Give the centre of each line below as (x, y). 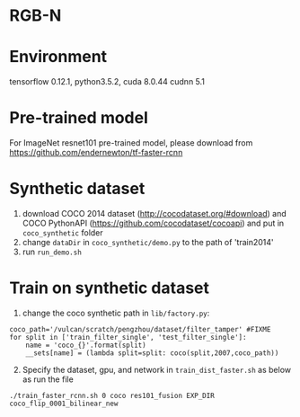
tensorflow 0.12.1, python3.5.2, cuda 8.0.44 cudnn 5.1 (107, 82)
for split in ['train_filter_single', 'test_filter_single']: (128, 337)
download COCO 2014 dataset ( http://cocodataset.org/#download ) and (154, 213)
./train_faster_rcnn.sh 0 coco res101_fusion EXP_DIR (112, 395)
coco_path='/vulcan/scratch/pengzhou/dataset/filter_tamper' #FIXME (140, 329)
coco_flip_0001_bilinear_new (64, 404)
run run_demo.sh (52, 252)
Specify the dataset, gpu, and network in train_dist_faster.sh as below (157, 369)
